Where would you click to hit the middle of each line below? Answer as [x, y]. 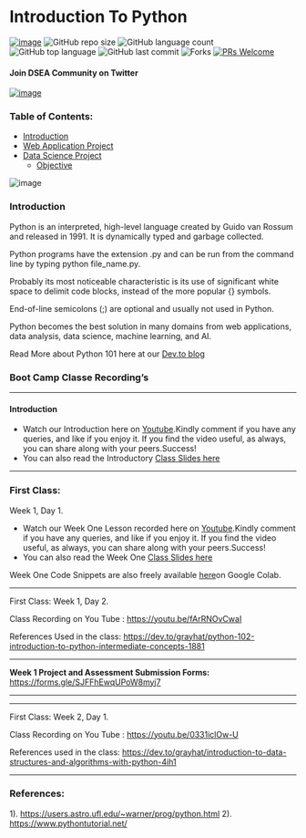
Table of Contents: [51, 117]
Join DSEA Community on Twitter [74, 72]
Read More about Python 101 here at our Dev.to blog [107, 354]
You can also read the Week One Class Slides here [117, 557]
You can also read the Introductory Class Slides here [121, 459]
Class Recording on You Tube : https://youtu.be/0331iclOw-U [124, 734]
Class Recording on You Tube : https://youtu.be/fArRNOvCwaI [126, 618]
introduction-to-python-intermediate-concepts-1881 [107, 646]
